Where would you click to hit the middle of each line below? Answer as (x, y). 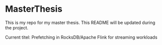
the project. (17, 27)
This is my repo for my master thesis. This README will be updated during (80, 22)
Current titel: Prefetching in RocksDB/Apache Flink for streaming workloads (81, 37)
